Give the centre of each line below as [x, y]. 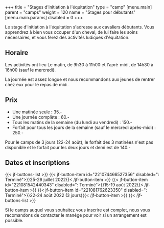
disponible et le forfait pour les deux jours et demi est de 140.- [68, 147]
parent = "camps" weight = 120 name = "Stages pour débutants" [70, 12]
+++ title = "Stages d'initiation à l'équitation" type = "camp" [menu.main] [79, 7]
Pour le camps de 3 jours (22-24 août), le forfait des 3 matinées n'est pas [79, 142]
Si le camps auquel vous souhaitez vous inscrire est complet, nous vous [78, 210]
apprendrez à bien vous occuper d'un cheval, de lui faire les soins [71, 32]
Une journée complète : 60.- [41, 117]
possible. [14, 221]
